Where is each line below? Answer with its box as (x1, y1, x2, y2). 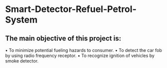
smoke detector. (5, 58, 39, 63)
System (5, 14, 38, 25)
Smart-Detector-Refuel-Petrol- (5, 3, 136, 15)
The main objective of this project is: (5, 34, 121, 42)
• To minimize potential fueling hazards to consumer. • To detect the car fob (5, 47, 162, 53)
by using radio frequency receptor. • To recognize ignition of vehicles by (5, 52, 155, 58)
